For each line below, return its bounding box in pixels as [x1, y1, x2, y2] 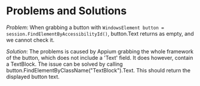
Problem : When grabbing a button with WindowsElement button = [6, 24, 164, 31]
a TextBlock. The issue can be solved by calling [6, 60, 124, 68]
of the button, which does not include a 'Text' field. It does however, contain [6, 54, 193, 61]
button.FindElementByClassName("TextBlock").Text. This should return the [6, 66, 191, 74]
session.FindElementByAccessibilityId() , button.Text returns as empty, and [6, 30, 194, 37]
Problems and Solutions [6, 4, 127, 18]
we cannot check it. [6, 36, 55, 43]
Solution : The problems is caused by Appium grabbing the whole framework [6, 47, 194, 55]
